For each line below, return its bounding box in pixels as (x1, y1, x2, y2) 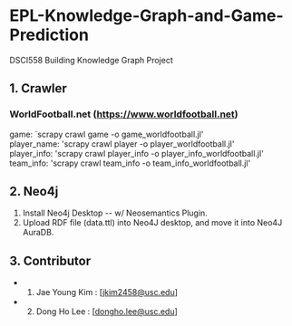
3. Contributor (9, 253, 92, 268)
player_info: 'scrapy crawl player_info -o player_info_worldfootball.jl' (9, 148, 265, 158)
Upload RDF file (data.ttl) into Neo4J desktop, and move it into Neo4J (22, 217, 283, 228)
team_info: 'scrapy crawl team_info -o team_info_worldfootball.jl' (9, 158, 251, 168)
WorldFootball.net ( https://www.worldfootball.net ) (9, 108, 238, 120)
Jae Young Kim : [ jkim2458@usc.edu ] (35, 287, 179, 298)
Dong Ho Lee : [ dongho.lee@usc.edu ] (35, 306, 179, 317)
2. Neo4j (9, 184, 59, 199)
